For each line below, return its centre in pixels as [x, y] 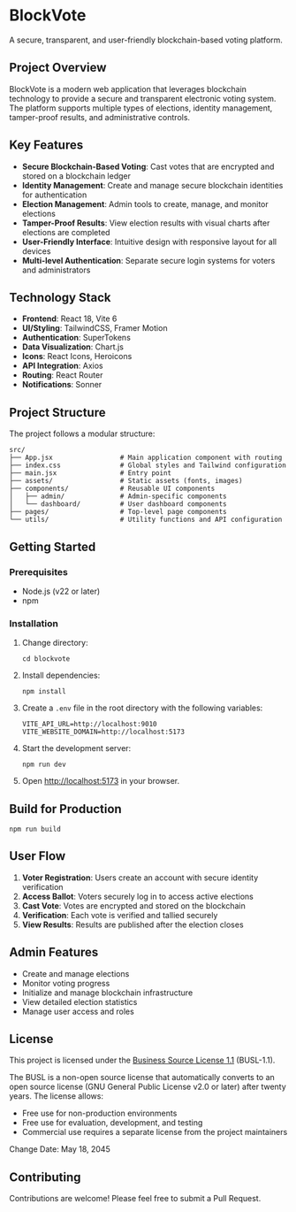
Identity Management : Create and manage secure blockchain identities [152, 185]
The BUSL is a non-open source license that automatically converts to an [142, 1078]
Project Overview [58, 68]
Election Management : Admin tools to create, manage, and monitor [145, 203]
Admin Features [54, 952]
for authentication [54, 195]
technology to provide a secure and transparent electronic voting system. [143, 98]
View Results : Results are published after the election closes [133, 924]
